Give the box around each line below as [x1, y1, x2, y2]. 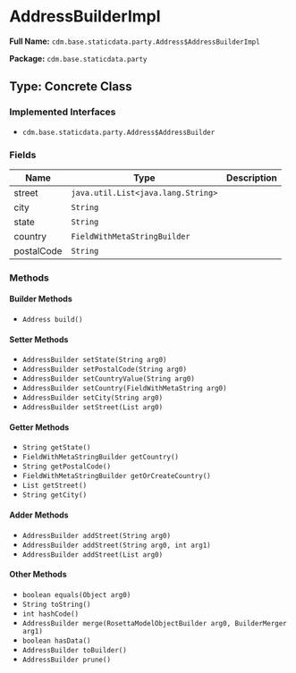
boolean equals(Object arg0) [21, 590, 131, 600]
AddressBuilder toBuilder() [21, 645, 127, 654]
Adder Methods [9, 509, 69, 520]
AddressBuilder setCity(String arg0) [21, 393, 164, 403]
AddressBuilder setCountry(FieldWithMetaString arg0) [21, 384, 227, 393]
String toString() [21, 600, 91, 609]
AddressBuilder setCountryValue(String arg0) [21, 374, 195, 383]
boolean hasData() [21, 636, 91, 645]
